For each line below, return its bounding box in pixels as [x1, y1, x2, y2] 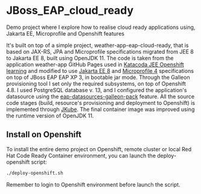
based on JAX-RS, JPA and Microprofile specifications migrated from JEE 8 [6, 48, 194, 55]
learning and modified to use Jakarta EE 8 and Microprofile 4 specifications [6, 67, 194, 74]
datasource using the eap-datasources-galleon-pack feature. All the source [6, 93, 195, 100]
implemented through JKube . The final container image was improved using [6, 105, 195, 113]
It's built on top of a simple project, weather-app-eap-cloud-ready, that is [6, 42, 189, 49]
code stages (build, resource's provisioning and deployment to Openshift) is [6, 99, 195, 106]
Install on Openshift [6, 130, 81, 140]
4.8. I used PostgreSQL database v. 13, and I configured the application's [6, 86, 187, 93]
